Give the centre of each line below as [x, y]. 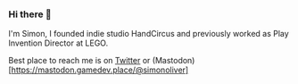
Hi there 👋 [30, 14]
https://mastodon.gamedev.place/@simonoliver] [100, 70]
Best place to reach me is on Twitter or [79, 61]
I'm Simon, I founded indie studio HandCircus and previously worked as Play [149, 34]
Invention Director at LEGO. [58, 43]
